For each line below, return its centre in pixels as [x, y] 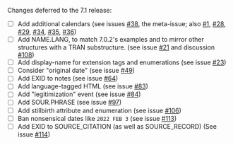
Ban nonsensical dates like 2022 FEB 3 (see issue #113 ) [97, 118]
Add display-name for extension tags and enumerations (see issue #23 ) [122, 62]
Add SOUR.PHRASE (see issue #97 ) [70, 103]
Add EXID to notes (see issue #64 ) [68, 79]
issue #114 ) [34, 134]
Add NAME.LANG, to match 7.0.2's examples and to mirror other [111, 40]
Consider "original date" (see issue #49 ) [76, 71]
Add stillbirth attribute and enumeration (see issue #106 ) [100, 110]
